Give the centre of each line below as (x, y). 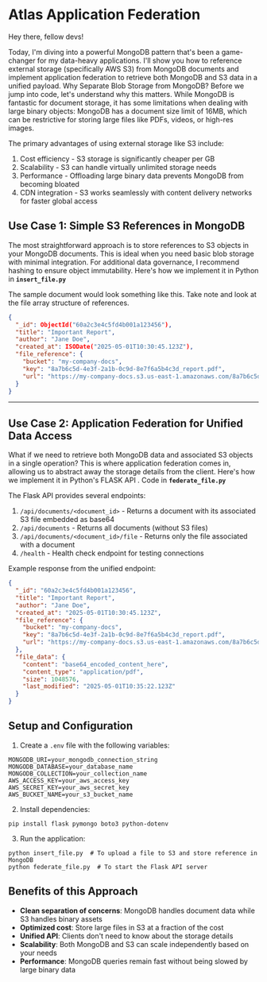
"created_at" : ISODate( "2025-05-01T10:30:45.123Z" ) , (104, 347)
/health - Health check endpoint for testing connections (112, 553)
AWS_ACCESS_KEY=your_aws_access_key (69, 780)
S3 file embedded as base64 (67, 520)
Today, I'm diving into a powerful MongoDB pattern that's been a (114, 52)
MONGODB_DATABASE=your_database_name (71, 767)
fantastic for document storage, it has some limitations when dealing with (128, 102)
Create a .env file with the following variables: (95, 745)
